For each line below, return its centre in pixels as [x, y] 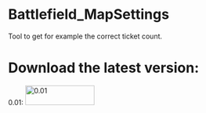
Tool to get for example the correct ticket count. [85, 36]
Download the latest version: [104, 68]
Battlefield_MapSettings [89, 15]
